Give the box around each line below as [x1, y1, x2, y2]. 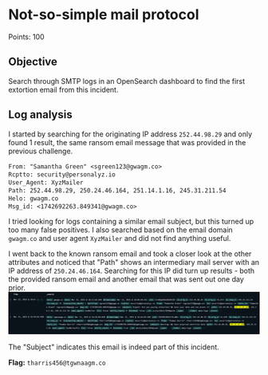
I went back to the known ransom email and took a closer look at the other [8, 249, 252, 259]
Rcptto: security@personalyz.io [8, 170, 116, 179]
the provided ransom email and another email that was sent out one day [8, 274, 245, 284]
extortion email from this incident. [8, 85, 119, 94]
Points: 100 [8, 32, 45, 41]
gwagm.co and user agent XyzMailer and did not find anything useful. [8, 233, 231, 243]
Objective [8, 55, 58, 69]
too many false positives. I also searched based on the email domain [8, 225, 233, 235]
